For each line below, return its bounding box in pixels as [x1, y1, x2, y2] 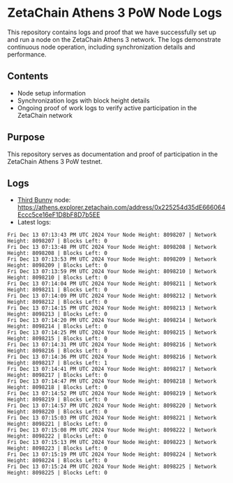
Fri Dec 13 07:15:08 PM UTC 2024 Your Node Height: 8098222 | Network [7, 427, 217, 434]
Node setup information [17, 89, 86, 97]
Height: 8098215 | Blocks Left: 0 [7, 335, 108, 342]
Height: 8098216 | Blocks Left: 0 [7, 347, 108, 355]
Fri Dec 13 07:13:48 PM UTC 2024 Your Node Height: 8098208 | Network [7, 244, 217, 251]
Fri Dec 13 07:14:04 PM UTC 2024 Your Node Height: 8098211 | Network [7, 280, 217, 287]
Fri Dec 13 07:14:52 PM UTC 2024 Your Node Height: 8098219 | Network [7, 390, 217, 397]
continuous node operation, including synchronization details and [7, 43, 195, 51]
